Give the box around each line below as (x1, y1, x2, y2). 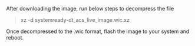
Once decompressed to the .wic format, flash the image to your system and (6, 28, 190, 35)
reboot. (6, 34, 24, 41)
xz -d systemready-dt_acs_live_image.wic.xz (20, 17, 130, 23)
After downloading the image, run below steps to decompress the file (6, 5, 174, 12)
